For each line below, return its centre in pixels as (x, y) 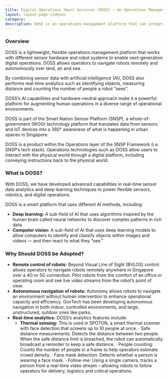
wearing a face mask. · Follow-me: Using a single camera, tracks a (88, 360)
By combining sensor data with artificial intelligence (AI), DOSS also (75, 78)
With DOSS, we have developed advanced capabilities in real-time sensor (81, 184)
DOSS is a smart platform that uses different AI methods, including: (74, 204)
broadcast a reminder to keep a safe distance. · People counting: (86, 344)
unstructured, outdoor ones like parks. (52, 312)
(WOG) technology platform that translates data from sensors (94, 124)
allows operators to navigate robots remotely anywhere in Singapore (83, 270)
